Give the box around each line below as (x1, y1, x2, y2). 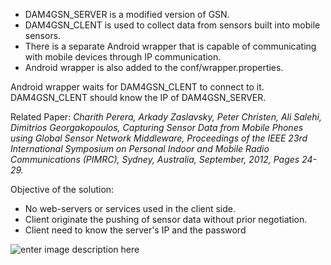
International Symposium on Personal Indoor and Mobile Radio (10, 143, 270, 154)
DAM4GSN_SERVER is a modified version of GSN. (24, 9, 230, 20)
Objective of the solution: (10, 184, 115, 195)
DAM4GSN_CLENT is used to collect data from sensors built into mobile (24, 19, 321, 31)
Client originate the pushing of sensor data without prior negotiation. (24, 214, 308, 225)
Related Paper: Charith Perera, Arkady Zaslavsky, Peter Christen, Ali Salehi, (10, 111, 322, 123)
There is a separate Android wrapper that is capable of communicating (24, 40, 317, 52)
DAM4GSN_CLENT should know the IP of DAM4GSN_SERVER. (10, 92, 267, 103)
